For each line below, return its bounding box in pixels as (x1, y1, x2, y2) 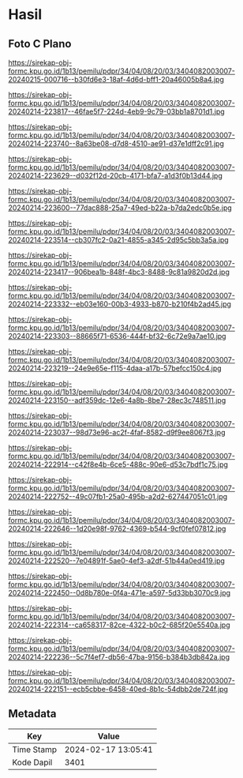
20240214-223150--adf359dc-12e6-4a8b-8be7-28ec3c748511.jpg (8, 396, 226, 404)
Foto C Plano (8, 37, 72, 51)
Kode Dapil (12, 757, 53, 768)
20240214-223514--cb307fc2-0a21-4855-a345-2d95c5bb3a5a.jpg (8, 235, 229, 244)
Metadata (8, 707, 57, 720)
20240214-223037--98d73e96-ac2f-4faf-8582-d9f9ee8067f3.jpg (8, 428, 226, 437)
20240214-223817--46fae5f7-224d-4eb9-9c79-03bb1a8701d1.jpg (8, 107, 225, 116)
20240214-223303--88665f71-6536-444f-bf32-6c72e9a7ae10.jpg (8, 332, 226, 340)
